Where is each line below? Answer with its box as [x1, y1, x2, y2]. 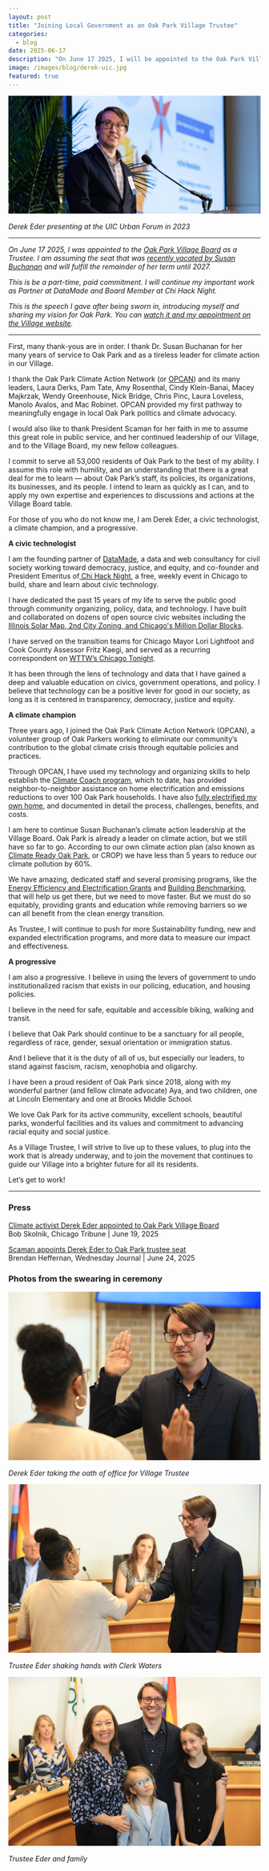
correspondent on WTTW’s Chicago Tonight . [8, 653, 156, 663]
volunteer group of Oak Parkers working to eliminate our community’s [8, 734, 238, 744]
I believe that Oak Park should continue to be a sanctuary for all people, [8, 1029, 244, 1038]
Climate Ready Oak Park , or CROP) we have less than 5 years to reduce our [8, 850, 258, 860]
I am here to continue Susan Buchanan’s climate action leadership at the [8, 825, 247, 834]
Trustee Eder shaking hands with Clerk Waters [8, 1661, 163, 1670]
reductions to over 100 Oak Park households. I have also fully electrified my [8, 792, 258, 802]
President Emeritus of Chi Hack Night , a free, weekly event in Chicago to [8, 570, 248, 581]
